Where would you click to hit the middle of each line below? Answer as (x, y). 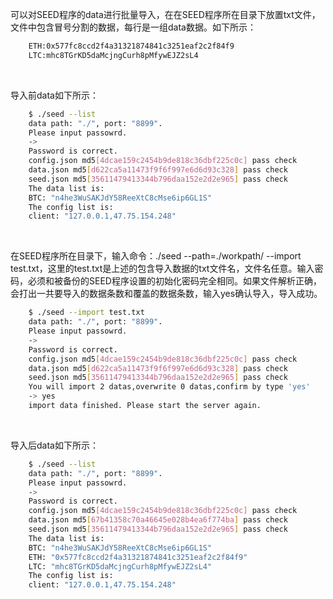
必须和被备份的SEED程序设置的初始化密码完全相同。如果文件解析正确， (174, 281)
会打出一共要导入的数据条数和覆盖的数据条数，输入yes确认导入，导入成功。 (166, 294)
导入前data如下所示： (54, 95)
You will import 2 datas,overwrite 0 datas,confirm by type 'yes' (169, 387)
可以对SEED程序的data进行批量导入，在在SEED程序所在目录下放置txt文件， (165, 14)
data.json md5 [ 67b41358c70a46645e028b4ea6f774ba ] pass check (158, 520)
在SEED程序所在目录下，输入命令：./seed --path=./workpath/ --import (156, 256)
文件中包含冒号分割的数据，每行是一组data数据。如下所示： (133, 27)
